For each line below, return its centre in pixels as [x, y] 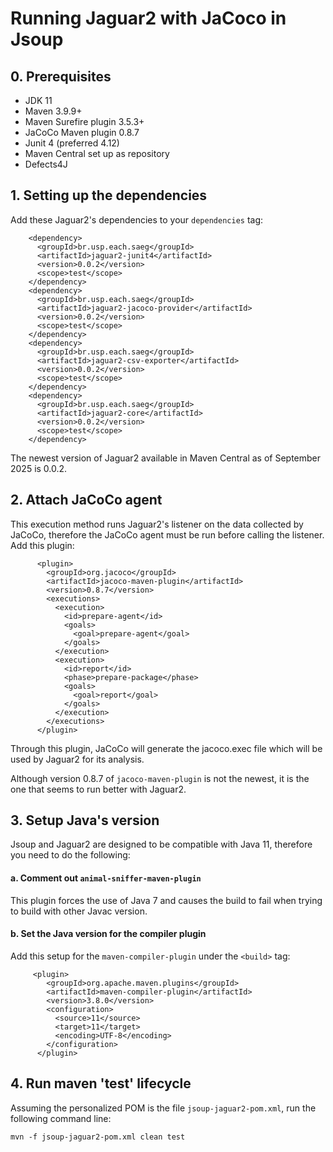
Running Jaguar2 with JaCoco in [148, 18]
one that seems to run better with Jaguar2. [98, 789]
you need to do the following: [70, 855]
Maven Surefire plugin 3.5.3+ [84, 121]
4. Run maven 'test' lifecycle [101, 1083]
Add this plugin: [42, 545]
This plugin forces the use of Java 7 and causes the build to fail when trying [166, 900]
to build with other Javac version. [79, 911]
